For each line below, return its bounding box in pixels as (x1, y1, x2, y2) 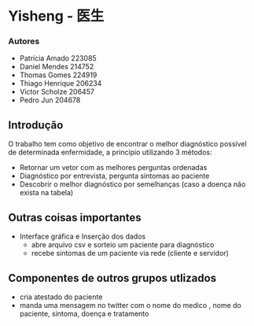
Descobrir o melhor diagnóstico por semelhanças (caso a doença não (19, 180, 246, 189)
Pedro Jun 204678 (19, 95, 81, 105)
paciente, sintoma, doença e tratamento (19, 309, 149, 318)
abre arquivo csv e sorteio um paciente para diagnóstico (31, 240, 215, 250)
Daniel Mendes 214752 (19, 62, 94, 72)
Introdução (8, 118, 64, 132)
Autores (8, 36, 40, 47)
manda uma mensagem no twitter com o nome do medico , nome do (19, 300, 241, 309)
